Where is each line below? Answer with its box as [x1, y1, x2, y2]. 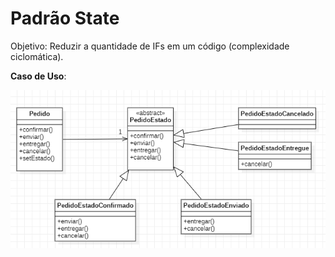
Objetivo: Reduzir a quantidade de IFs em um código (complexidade [10, 40, 290, 52]
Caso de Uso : [10, 70, 67, 82]
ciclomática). [10, 50, 64, 62]
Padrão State [10, 7, 120, 30]
